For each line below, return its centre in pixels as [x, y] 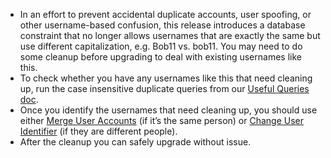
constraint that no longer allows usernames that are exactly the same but [170, 35]
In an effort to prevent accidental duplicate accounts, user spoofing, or [165, 14]
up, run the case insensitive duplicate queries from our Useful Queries [164, 88]
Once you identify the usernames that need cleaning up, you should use [168, 110]
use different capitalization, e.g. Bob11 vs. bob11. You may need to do [161, 46]
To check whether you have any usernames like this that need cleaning [166, 78]
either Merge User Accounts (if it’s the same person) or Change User [162, 120]
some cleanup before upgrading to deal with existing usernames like [160, 57]
